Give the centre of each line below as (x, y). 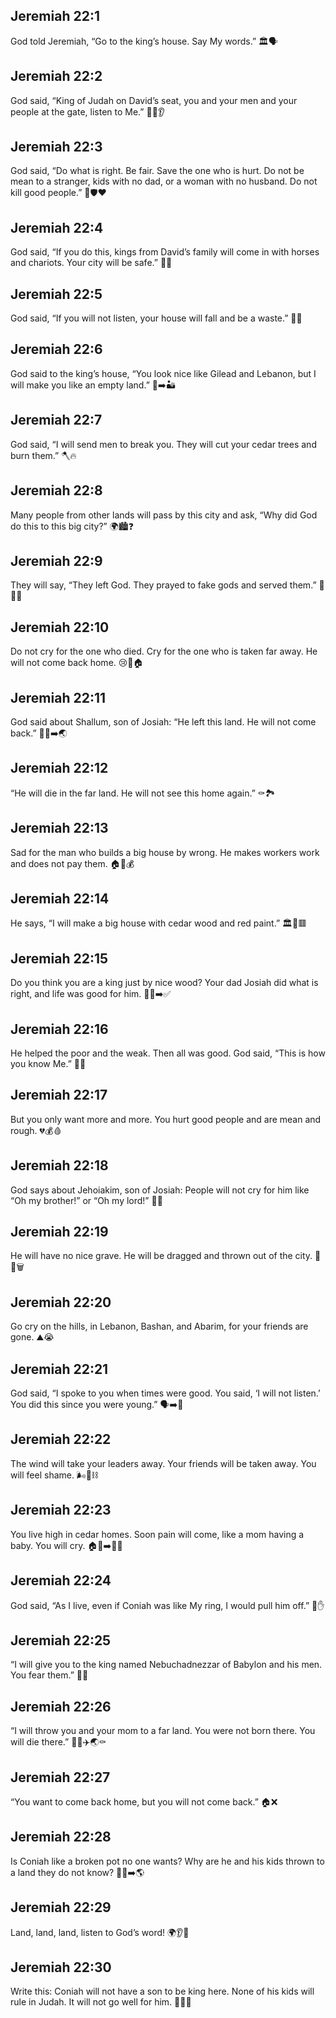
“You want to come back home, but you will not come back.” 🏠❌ (144, 1801)
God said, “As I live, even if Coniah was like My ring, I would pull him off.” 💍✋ (167, 1605)
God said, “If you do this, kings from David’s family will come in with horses (165, 252)
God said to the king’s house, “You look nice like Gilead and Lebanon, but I (163, 373)
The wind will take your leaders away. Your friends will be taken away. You (163, 1463)
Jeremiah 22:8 (56, 490)
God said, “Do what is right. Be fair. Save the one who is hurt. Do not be (157, 171)
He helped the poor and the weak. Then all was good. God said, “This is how (168, 1053)
